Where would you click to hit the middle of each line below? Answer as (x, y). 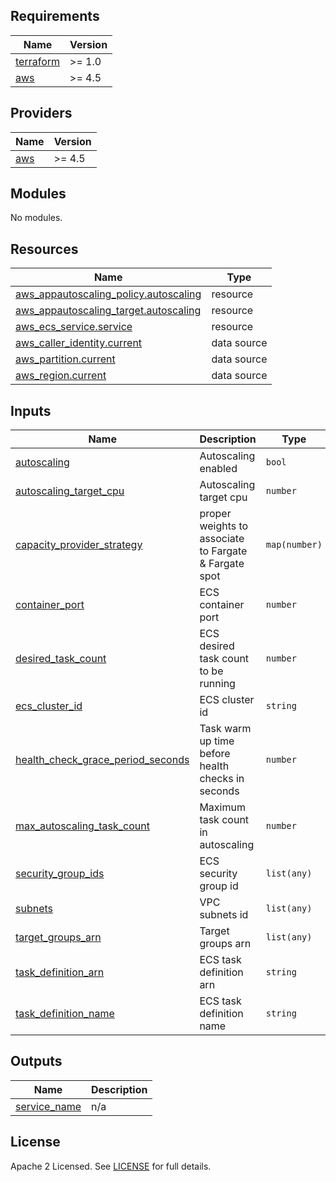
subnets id (224, 915)
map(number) (294, 545)
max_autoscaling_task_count (82, 826)
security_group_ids (60, 874)
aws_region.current (61, 376)
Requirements (55, 16)
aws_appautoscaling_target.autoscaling (108, 311)
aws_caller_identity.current (79, 343)
